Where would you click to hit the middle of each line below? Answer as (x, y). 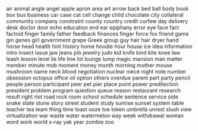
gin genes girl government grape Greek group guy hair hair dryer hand (92, 40)
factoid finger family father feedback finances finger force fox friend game (98, 34)
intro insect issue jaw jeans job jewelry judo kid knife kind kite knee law (93, 52)
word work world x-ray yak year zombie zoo (60, 122)
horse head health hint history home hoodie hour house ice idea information (99, 46)
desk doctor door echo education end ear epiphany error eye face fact (93, 27)
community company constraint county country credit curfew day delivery (97, 21)
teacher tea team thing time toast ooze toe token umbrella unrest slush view (99, 109)
